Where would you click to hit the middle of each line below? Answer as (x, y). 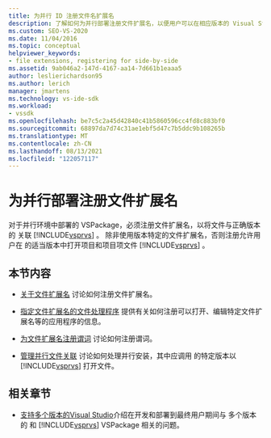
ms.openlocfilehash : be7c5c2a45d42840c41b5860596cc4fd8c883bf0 (117, 121)
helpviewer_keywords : (45, 53)
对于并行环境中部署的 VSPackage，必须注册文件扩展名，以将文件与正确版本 (134, 225)
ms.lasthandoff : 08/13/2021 (56, 151)
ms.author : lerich (39, 83)
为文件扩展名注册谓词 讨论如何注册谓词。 (88, 339)
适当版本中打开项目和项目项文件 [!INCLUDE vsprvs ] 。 (120, 245)
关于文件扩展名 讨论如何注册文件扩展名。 (88, 294)
